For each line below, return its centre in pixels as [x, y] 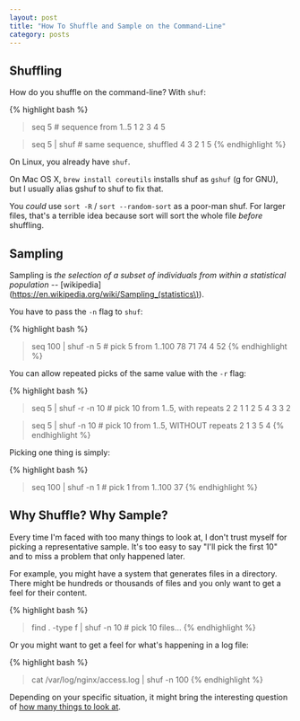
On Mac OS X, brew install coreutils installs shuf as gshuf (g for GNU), [144, 180]
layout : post [34, 18]
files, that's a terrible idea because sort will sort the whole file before [136, 215]
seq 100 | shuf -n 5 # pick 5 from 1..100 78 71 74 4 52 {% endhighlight [159, 346]
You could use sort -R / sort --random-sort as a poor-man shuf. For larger [148, 207]
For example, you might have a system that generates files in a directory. [143, 573]
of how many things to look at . [65, 707]
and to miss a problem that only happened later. [97, 556]
